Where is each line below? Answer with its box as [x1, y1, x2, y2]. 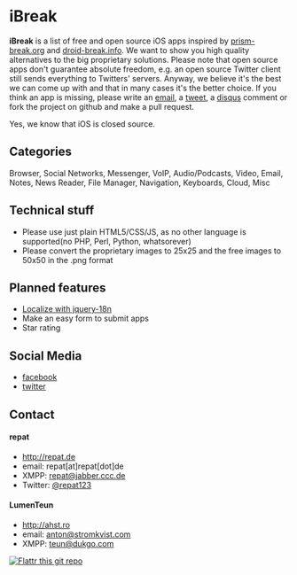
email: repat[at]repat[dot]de [21, 461, 124, 471]
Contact [9, 407, 55, 422]
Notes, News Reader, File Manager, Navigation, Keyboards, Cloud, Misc [9, 177, 270, 188]
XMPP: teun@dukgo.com [21, 538, 114, 548]
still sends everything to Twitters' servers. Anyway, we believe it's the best [9, 73, 282, 83]
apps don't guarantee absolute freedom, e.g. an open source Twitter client [9, 64, 281, 74]
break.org [9, 44, 45, 55]
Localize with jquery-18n [21, 304, 113, 315]
